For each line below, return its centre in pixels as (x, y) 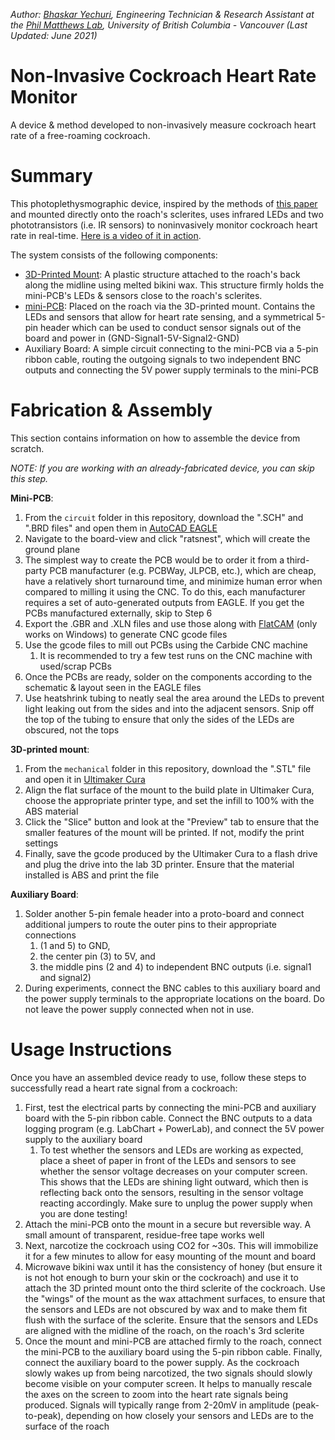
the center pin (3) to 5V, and (97, 956)
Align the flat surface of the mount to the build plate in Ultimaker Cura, (169, 790)
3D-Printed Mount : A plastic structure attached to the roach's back (162, 274)
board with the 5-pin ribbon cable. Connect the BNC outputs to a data (168, 1118)
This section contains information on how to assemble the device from (155, 438)
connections (50, 935)
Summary (51, 176)
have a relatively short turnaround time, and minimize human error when (173, 581)
